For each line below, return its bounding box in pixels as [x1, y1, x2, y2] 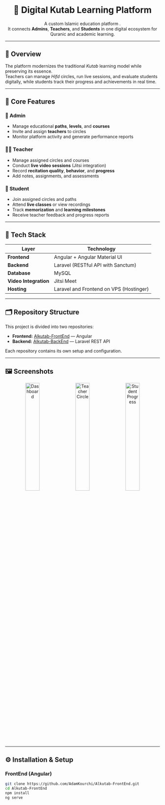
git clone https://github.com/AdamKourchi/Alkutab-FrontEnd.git [5, 781, 139, 786]
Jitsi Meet [54, 278, 77, 284]
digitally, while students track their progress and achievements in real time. [5, 79, 157, 84]
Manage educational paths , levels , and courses [12, 123, 110, 129]
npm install [5, 790, 29, 795]
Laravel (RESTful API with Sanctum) [54, 261, 137, 268]
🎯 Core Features [5, 98, 55, 106]
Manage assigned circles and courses [12, 157, 89, 163]
